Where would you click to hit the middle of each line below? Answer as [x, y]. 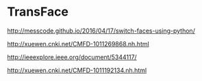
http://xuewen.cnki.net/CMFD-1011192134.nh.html [77, 70]
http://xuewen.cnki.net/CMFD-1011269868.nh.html [78, 44]
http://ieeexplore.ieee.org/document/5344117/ [72, 57]
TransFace [38, 12]
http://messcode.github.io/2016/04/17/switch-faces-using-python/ [101, 31]
